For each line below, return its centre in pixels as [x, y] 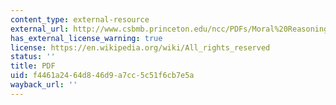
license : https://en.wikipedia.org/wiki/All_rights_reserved [140, 47]
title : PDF [33, 66]
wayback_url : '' [44, 85]
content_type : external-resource [80, 19]
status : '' [33, 57]
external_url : [40, 29]
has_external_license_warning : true [86, 38]
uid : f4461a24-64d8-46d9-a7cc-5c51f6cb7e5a [102, 76]
